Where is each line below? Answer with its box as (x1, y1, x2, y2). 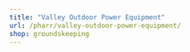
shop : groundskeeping (9, 29, 90, 38)
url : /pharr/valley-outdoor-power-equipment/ (9, 21, 181, 30)
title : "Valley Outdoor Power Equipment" (9, 12, 166, 22)
